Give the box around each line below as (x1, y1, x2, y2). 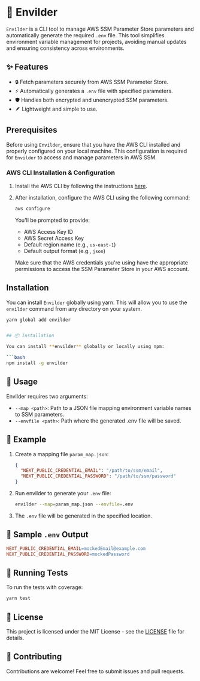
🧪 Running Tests (6, 567, 68, 578)
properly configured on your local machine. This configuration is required (6, 147, 187, 154)
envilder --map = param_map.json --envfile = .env (14, 501, 134, 507)
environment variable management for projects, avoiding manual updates (6, 38, 187, 45)
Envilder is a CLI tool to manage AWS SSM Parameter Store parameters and (6, 25, 195, 32)
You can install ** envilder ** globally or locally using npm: (6, 344, 165, 350)
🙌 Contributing (6, 652, 62, 662)
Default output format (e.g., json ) (23, 247, 106, 254)
